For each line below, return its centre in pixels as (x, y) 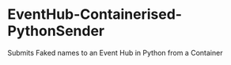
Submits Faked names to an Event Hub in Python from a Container (115, 52)
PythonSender (56, 31)
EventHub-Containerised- (95, 14)
